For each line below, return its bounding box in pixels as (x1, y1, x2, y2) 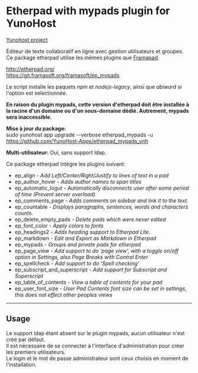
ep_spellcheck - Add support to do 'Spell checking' (14, 260, 140, 267)
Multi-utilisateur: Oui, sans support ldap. (6, 149, 107, 156)
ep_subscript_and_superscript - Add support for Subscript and (14, 266, 167, 273)
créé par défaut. (6, 336, 45, 343)
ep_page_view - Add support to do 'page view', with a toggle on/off (14, 247, 179, 254)
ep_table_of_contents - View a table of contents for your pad (14, 278, 163, 286)
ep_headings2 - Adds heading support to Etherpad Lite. (14, 228, 151, 235)
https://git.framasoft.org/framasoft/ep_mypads (6, 72, 120, 79)
